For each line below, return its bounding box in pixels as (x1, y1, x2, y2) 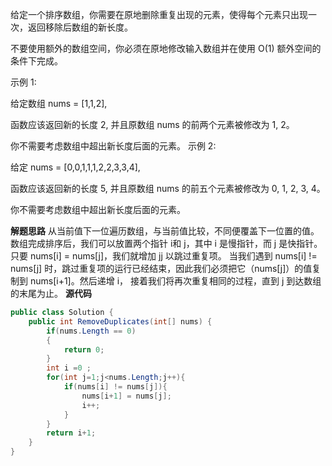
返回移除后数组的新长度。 (27, 21, 133, 33)
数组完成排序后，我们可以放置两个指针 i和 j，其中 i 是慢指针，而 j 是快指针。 (10, 238, 323, 249)
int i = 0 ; (46, 363, 92, 373)
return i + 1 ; (46, 428, 97, 438)
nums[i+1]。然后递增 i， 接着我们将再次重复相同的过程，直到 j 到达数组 (29, 275, 322, 287)
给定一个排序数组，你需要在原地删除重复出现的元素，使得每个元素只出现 (10, 9, 308, 20)
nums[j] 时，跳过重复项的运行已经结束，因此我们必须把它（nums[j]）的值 (10, 263, 313, 274)
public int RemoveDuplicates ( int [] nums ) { (28, 316, 213, 327)
